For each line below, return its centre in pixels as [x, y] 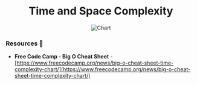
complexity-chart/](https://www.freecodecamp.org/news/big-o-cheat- [102, 69]
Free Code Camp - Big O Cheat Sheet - [63, 57]
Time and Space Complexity [101, 11]
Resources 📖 [24, 43]
